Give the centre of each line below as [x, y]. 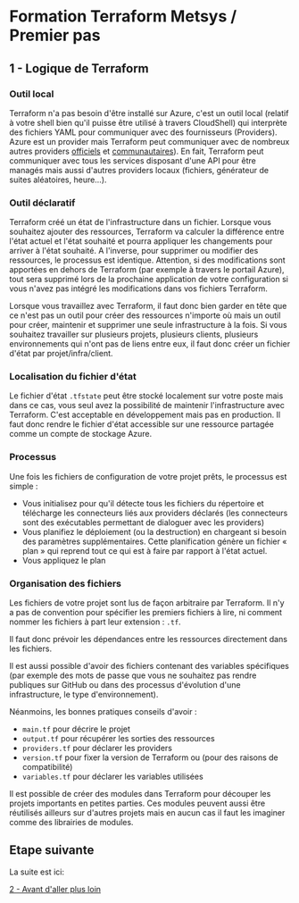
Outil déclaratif [42, 203]
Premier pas [55, 35]
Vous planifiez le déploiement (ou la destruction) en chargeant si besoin [154, 531]
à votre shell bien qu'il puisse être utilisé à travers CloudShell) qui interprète [148, 122]
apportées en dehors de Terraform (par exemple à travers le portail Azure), [147, 270]
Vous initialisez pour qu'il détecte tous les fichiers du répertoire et [143, 503]
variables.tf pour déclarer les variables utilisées [112, 777]
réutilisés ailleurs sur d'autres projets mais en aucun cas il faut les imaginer [147, 813]
